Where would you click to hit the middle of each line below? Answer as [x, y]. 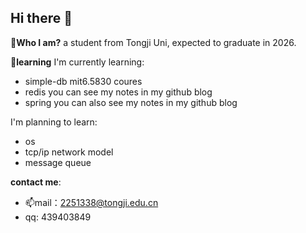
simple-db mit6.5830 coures [83, 81]
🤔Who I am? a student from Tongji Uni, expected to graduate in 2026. [153, 42]
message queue [58, 162]
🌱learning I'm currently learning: [77, 62]
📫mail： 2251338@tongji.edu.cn [91, 202]
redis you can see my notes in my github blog [118, 92]
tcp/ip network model [69, 152]
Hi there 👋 [41, 18]
